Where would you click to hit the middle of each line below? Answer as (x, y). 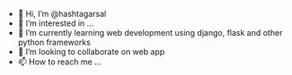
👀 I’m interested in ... (56, 23)
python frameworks (54, 42)
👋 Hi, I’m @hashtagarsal (62, 14)
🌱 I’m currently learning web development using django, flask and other (150, 33)
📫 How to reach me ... (59, 62)
